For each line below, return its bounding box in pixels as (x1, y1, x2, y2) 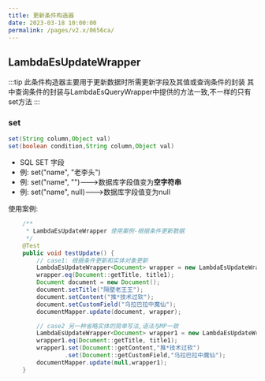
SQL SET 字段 (19, 158, 65, 167)
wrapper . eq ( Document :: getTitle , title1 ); (36, 271, 175, 279)
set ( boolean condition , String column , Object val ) (8, 143, 175, 151)
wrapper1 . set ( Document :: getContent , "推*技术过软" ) (36, 344, 200, 352)
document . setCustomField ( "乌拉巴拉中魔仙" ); (36, 301, 177, 308)
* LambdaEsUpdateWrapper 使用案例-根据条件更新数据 (25, 227, 185, 235)
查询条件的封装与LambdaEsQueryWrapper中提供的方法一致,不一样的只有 (14, 88, 252, 97)
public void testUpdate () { (22, 249, 114, 257)
